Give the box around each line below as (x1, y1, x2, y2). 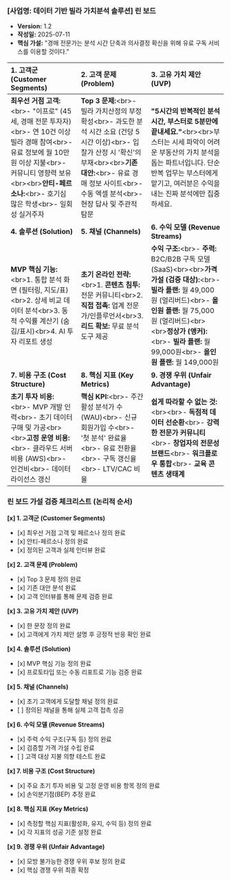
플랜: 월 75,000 (165, 306, 214, 316)
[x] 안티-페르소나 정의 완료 (16, 537, 89, 545)
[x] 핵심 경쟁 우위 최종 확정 (16, 866, 89, 874)
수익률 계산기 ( (19, 316, 64, 326)
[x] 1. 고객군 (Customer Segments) (7, 514, 105, 522)
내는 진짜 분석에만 (151, 189, 206, 199)
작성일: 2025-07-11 (16, 30, 71, 39)
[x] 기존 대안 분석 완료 (16, 583, 77, 592)
